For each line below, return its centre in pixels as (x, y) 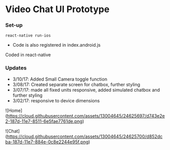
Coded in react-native (28, 55)
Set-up (14, 25)
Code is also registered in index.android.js (56, 45)
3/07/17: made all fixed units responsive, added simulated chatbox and (86, 90)
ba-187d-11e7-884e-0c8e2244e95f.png (47, 142)
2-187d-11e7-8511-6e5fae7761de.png (44, 121)
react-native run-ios (28, 36)
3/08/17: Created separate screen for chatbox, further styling (76, 84)
